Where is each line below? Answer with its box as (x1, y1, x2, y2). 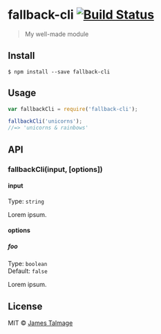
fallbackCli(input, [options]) (8, 164, 103, 174)
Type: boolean (8, 260, 48, 268)
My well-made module (24, 30, 89, 38)
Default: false (8, 267, 48, 275)
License (8, 300, 43, 312)
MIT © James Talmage (8, 319, 73, 327)
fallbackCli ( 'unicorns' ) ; (8, 118, 82, 125)
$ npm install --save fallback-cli (8, 68, 111, 76)
